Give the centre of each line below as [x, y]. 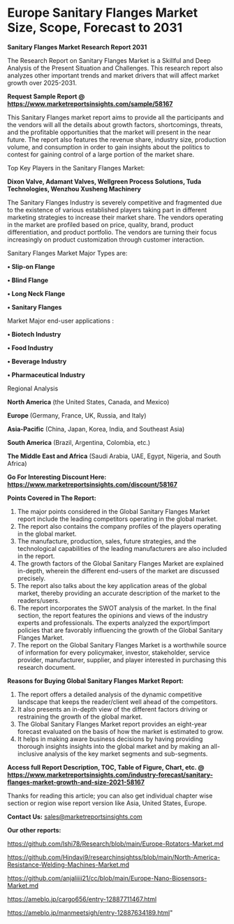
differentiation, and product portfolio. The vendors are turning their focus [112, 232]
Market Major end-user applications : [60, 321]
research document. [46, 667]
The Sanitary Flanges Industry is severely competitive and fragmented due [115, 202]
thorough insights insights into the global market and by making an [113, 746]
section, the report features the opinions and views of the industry [112, 615]
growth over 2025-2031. [42, 82]
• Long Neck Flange [36, 293]
